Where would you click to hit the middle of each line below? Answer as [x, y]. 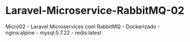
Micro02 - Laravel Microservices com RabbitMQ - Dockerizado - [83, 26]
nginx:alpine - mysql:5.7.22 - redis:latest [54, 32]
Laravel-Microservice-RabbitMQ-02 [95, 11]
